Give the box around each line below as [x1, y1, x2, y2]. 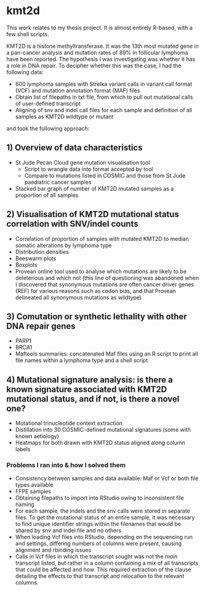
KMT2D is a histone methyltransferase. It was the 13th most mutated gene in [6, 42, 199, 50]
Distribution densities [15, 248, 69, 255]
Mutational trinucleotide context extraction [15, 419, 123, 427]
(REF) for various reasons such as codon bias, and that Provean [15, 287, 176, 294]
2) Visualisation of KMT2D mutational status [6, 209, 179, 219]
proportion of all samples [15, 191, 78, 199]
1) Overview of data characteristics [6, 142, 143, 153]
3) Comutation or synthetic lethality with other [6, 311, 187, 322]
